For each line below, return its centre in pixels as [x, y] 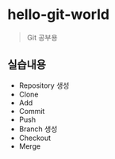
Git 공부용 [42, 37]
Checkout [35, 138]
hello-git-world [59, 15]
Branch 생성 [38, 129]
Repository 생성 [44, 85]
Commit [32, 111]
